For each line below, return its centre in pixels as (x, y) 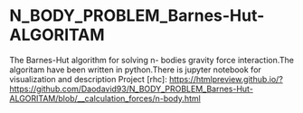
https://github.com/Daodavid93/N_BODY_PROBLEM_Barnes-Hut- (131, 89)
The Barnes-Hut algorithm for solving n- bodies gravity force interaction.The (152, 60)
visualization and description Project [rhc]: (88, 79)
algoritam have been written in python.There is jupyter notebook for (136, 70)
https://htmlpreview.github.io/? (226, 79)
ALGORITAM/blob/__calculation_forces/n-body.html (105, 98)
